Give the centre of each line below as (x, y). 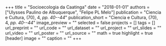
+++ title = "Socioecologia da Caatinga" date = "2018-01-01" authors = (78, 7)
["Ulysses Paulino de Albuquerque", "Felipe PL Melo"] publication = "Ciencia (83, 12)
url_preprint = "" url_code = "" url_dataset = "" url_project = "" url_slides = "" (83, 28)
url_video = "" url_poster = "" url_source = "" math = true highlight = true (79, 33)
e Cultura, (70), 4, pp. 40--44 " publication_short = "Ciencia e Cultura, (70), (82, 17)
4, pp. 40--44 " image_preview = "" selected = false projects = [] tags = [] (80, 23)
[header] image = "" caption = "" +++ (43, 38)
